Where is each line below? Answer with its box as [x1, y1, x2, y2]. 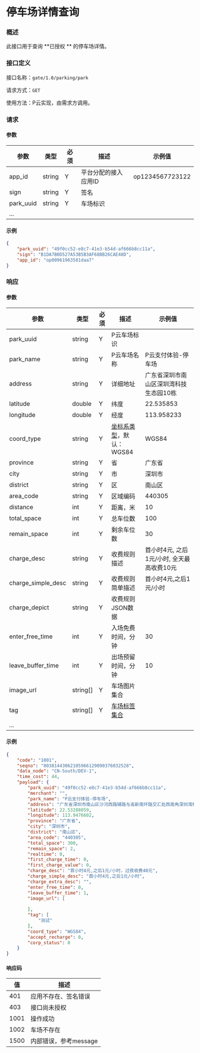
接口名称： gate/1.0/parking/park [6, 74, 89, 81]
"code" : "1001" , [17, 757, 58, 763]
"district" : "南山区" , [27, 829, 82, 835]
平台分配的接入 [80, 168, 123, 176]
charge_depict [9, 603, 49, 612]
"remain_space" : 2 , [27, 845, 76, 851]
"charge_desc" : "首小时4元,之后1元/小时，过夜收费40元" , [27, 868, 158, 874]
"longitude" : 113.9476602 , [27, 813, 95, 819]
